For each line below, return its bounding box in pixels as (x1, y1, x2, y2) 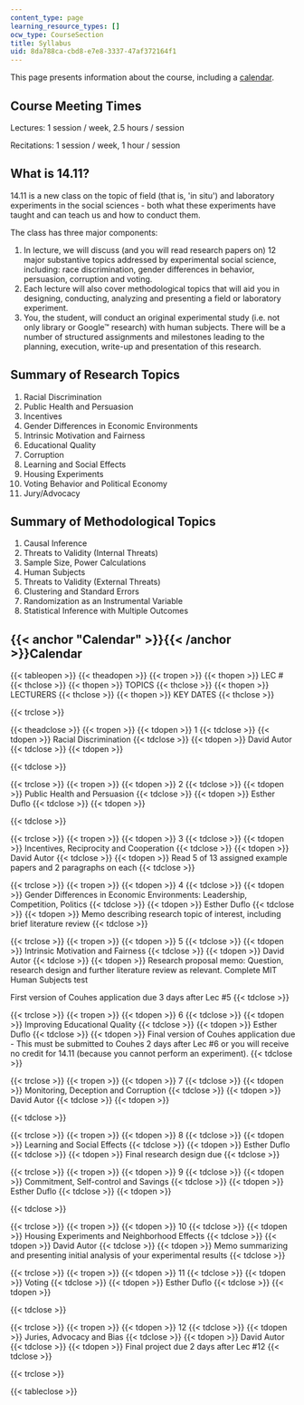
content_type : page (10, 13, 84, 23)
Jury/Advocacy (23, 487, 81, 499)
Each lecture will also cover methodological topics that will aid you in (23, 283, 280, 294)
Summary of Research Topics (10, 367, 180, 383)
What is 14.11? (10, 166, 90, 181)
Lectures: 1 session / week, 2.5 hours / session (10, 122, 185, 132)
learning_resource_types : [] (10, 22, 120, 31)
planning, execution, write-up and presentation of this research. (23, 341, 261, 352)
